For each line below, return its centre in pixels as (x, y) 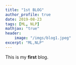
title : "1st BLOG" (25, 10)
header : (13, 33)
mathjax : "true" (22, 29)
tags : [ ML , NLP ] (22, 24)
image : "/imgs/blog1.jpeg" (43, 38)
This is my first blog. (27, 57)
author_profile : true (28, 15)
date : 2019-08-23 (24, 19)
